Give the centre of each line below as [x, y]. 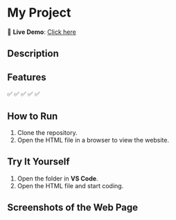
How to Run [33, 116]
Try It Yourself [39, 162]
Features [27, 77]
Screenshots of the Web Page [73, 208]
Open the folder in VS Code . [58, 178]
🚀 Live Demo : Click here [42, 32]
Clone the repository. [47, 132]
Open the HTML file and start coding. [70, 185]
